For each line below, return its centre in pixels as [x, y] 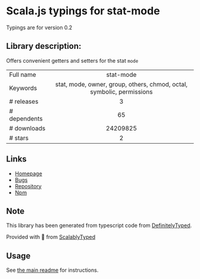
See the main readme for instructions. [52, 270]
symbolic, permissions [121, 92]
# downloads [27, 128]
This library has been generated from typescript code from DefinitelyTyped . [99, 225]
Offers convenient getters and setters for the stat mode [72, 60]
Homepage [29, 173]
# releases [24, 101]
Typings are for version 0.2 [39, 27]
